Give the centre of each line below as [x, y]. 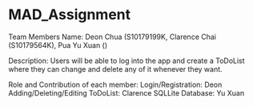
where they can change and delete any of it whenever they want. [115, 69]
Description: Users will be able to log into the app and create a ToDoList [127, 61]
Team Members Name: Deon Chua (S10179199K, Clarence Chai [112, 37]
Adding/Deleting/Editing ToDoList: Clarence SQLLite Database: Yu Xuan [127, 92]
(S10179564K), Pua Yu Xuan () [58, 45]
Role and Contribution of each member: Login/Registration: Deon [115, 84]
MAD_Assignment [70, 15]
